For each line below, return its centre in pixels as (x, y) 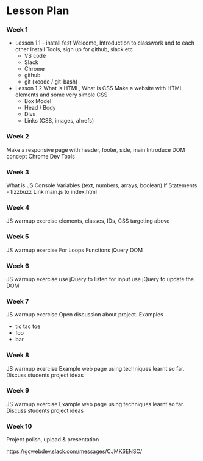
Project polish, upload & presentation (53, 440)
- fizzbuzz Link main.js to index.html (52, 192)
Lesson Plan (38, 11)
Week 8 (18, 356)
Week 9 (18, 391)
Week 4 (18, 208)
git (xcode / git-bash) (51, 82)
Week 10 (19, 426)
